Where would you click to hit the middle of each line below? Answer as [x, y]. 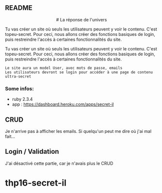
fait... [10, 136]
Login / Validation [32, 152]
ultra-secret [18, 76]
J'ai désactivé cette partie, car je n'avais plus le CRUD [59, 163]
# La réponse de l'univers [81, 19]
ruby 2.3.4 [22, 99]
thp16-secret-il [36, 183]
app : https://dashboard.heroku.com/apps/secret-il [63, 104]
